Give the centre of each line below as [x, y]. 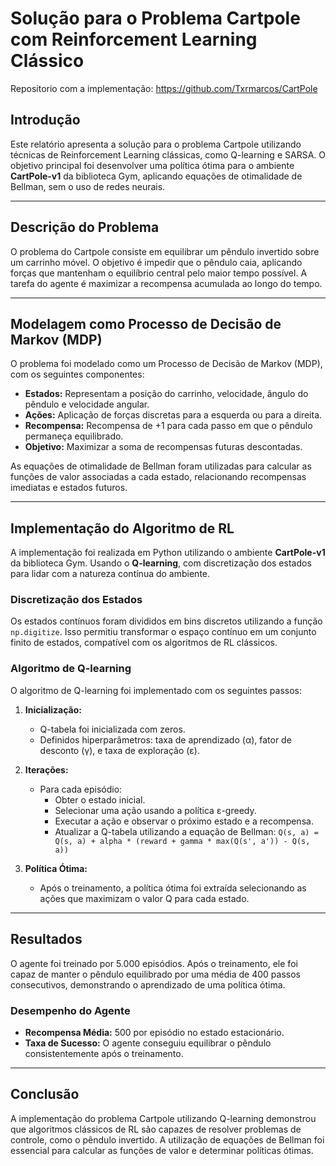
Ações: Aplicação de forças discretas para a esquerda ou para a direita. [173, 415]
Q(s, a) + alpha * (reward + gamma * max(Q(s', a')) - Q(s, [182, 841]
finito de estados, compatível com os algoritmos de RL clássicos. [144, 643]
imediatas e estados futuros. [69, 488]
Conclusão [45, 1094]
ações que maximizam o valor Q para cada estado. [144, 898]
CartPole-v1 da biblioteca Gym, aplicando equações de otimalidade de [156, 176]
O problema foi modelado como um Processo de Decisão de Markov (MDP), [166, 364]
